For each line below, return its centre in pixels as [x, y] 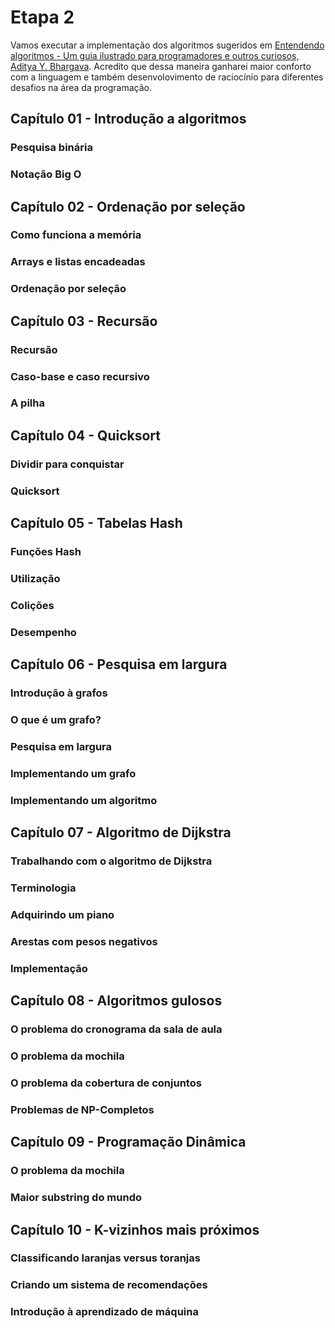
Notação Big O [46, 174]
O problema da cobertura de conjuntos [106, 1083]
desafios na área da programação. [81, 87]
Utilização [35, 578]
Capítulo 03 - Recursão [84, 321]
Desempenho [43, 632]
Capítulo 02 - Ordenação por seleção [128, 206]
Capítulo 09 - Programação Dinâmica [128, 1142]
